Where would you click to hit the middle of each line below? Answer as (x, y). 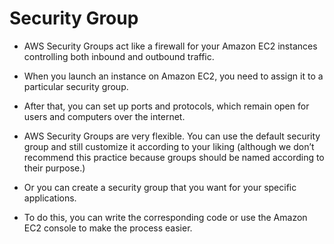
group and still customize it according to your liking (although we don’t (169, 146)
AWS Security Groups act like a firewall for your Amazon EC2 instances (170, 46)
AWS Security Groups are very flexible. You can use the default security (172, 136)
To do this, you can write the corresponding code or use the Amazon (165, 217)
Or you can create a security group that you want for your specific (160, 187)
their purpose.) (54, 168)
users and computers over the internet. (104, 116)
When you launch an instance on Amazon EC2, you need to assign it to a (173, 76)
